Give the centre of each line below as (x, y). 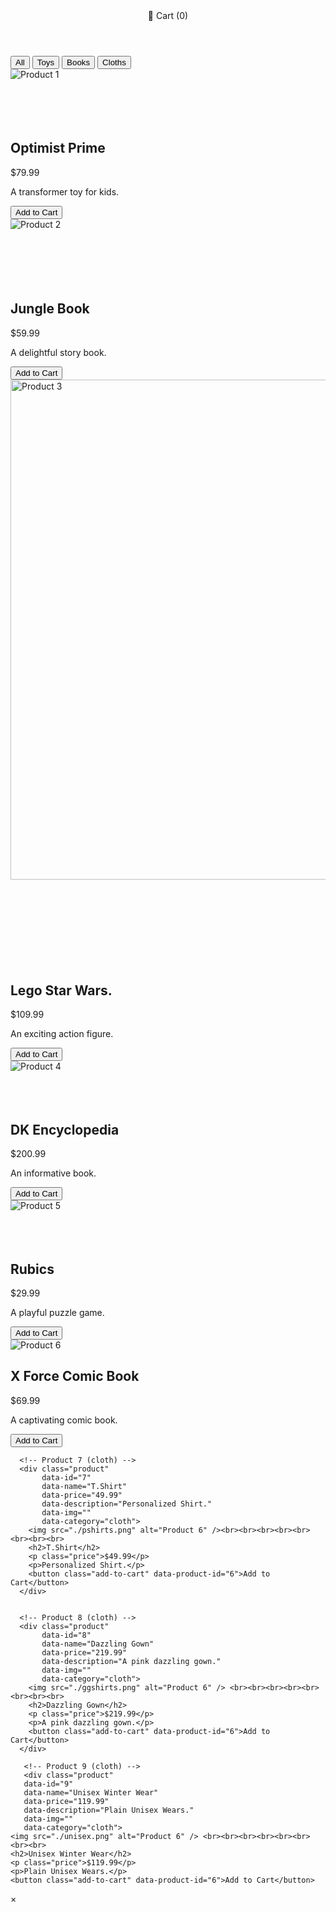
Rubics (32, 1269)
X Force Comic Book (75, 1376)
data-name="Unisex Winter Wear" (91, 1792)
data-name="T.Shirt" (84, 1486)
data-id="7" (66, 1477)
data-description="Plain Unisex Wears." (109, 1810)
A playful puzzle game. (57, 1313)
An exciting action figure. (62, 1034)
